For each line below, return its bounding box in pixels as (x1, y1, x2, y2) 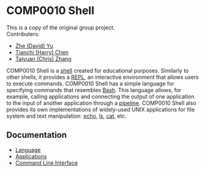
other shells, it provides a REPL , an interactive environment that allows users (6, 73, 199, 81)
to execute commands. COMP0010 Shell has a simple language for (6, 80, 174, 87)
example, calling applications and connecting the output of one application (6, 93, 195, 100)
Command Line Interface (15, 159, 78, 167)
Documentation (6, 130, 67, 140)
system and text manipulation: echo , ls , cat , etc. (6, 112, 127, 120)
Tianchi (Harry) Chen (15, 48, 69, 56)
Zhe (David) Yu (15, 42, 53, 49)
